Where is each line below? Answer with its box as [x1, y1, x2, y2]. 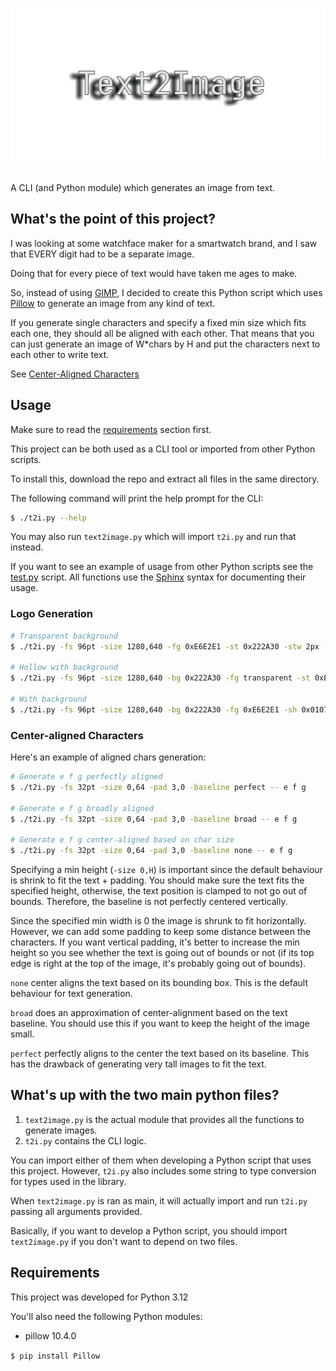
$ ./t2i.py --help [10, 513, 87, 523]
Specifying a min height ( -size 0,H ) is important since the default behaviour [10, 864, 323, 876]
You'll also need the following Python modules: [10, 1310, 203, 1322]
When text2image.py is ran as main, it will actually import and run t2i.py [10, 1194, 308, 1207]
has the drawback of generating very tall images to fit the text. [10, 1058, 267, 1070]
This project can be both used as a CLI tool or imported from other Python [10, 443, 316, 455]
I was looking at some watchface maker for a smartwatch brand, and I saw [10, 237, 318, 249]
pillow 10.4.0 [24, 1329, 77, 1342]
